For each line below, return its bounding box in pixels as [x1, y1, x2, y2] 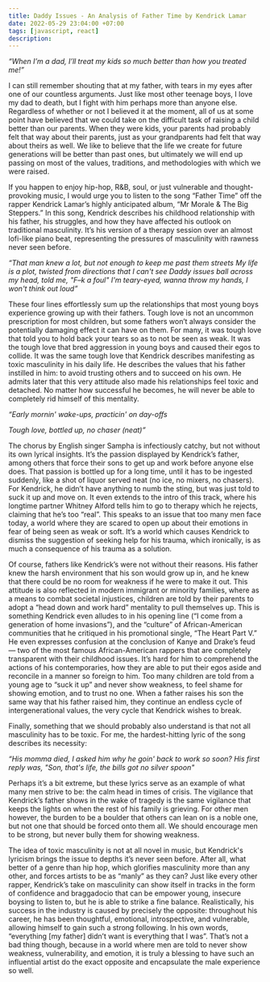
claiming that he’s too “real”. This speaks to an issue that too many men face [8, 510, 262, 520]
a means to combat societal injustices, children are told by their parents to [8, 594, 254, 604]
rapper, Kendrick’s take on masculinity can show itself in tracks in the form [8, 880, 255, 890]
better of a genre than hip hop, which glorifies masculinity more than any [8, 862, 250, 873]
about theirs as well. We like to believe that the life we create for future [8, 141, 243, 150]
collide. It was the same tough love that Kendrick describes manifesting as [8, 351, 255, 360]
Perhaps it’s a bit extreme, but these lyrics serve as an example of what [8, 778, 246, 788]
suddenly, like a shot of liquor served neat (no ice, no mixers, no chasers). [8, 475, 255, 485]
